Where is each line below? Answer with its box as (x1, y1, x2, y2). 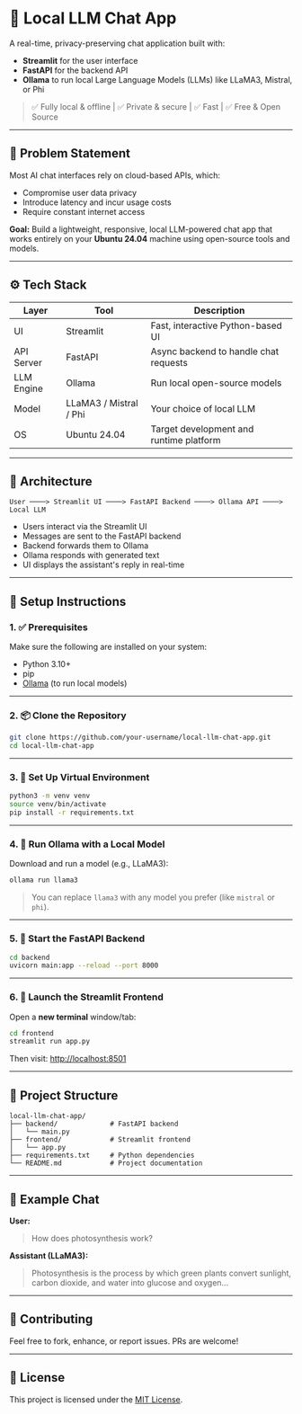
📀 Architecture (9, 474, 93, 489)
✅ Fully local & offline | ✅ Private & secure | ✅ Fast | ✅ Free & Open (31, 101, 281, 111)
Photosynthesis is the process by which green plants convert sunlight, (31, 1267, 292, 1278)
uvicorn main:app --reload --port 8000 (9, 961, 159, 970)
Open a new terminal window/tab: (9, 1011, 137, 1022)
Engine (13, 382, 43, 395)
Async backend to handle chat (150, 345, 280, 358)
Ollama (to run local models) (22, 678, 128, 689)
